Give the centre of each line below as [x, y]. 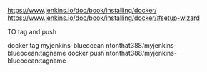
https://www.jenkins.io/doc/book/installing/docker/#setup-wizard [103, 18]
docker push [86, 53]
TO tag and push [32, 32]
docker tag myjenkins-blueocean [56, 45]
